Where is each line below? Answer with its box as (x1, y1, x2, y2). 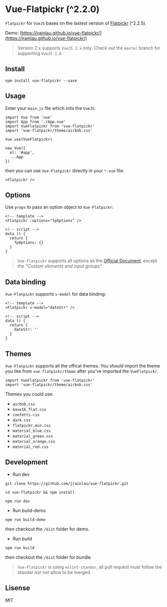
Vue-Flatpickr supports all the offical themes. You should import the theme (5, 363, 160, 369)
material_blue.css (12, 428, 51, 433)
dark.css (12, 418, 31, 423)
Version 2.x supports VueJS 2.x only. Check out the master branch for (17, 45, 160, 51)
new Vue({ (5, 146, 26, 151)
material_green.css (12, 434, 53, 439)
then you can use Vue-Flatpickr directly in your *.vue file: (5, 167, 124, 174)
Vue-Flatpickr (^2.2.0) (5, 4, 100, 15)
